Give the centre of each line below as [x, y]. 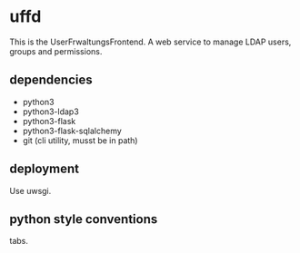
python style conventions [84, 219]
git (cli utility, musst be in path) [80, 140]
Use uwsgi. [30, 190]
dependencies [51, 80]
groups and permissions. [56, 51]
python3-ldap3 [50, 112]
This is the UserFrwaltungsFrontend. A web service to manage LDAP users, [150, 42]
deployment [45, 169]
